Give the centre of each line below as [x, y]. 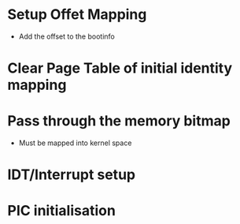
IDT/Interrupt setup [71, 175]
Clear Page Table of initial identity [120, 68]
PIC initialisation [61, 211]
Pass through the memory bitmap [119, 121]
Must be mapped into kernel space [75, 143]
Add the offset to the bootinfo [66, 36]
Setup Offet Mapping [77, 15]
